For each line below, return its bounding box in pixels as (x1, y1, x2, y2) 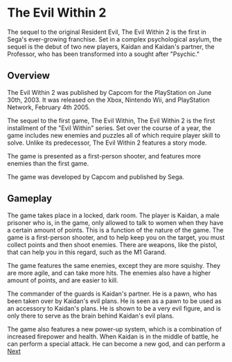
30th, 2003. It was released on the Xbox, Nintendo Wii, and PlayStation (7, 96, 210, 104)
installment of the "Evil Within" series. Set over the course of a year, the (7, 123, 212, 132)
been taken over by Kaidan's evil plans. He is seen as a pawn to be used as (7, 296, 222, 305)
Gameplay (7, 192, 53, 205)
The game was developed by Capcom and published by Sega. (7, 172, 185, 181)
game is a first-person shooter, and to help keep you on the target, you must (7, 233, 225, 242)
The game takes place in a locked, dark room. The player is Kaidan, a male (7, 211, 220, 219)
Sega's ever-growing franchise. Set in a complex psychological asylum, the (7, 35, 222, 43)
